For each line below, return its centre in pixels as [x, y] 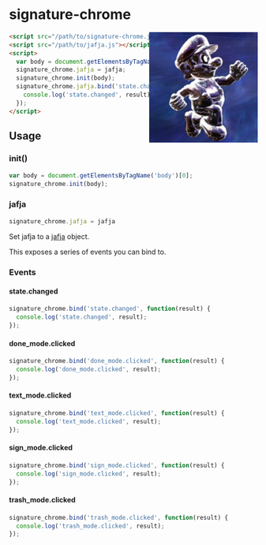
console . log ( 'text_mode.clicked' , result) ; [88, 421]
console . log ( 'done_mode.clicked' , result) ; [88, 370]
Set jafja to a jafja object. [49, 237]
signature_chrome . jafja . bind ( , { [127, 87]
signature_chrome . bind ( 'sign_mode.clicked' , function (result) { [117, 465]
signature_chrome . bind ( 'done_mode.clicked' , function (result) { [117, 361]
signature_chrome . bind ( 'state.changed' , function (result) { [110, 309]
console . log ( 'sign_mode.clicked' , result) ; [88, 474]
